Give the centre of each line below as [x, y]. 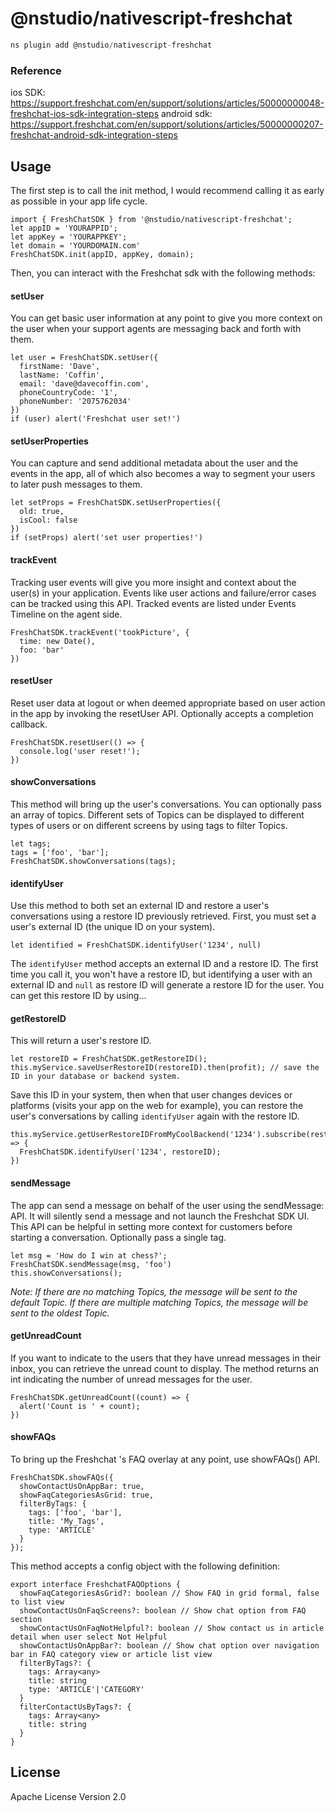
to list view [37, 1602]
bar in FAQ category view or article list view [111, 1654]
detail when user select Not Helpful [89, 1637]
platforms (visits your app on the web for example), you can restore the [157, 1106]
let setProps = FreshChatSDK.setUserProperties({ [116, 503]
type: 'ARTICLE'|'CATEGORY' [86, 1689]
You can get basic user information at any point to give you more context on [166, 318]
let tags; [31, 843]
